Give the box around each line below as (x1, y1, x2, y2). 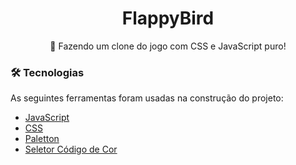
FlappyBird (121, 7, 215, 30)
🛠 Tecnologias (10, 65, 85, 79)
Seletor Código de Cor (24, 143, 118, 156)
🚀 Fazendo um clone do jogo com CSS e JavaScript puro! (49, 40, 287, 52)
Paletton (24, 133, 60, 145)
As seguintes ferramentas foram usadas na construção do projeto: (10, 92, 284, 104)
